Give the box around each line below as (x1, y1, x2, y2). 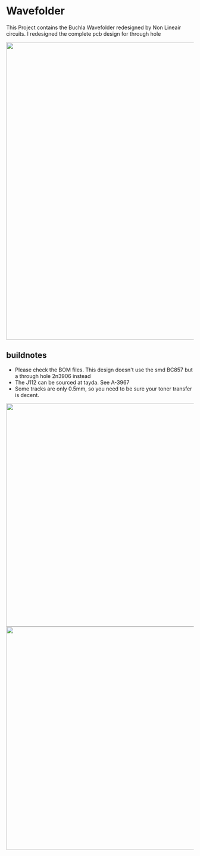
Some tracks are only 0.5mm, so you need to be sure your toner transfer (14, 385, 192, 392)
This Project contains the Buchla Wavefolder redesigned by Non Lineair (6, 24, 182, 31)
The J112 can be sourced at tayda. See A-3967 (14, 379, 130, 386)
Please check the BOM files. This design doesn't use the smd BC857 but (14, 366, 193, 373)
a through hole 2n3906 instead (14, 372, 91, 379)
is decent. (14, 391, 40, 398)
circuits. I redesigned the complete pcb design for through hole (6, 30, 161, 37)
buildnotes (6, 350, 47, 361)
